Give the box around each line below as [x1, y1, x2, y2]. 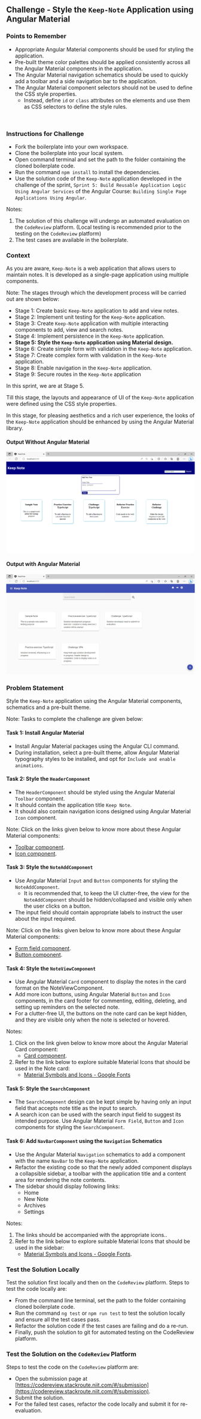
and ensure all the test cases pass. [14, 1315, 100, 1323]
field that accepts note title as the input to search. [14, 1105, 138, 1112]
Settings [23, 1208, 45, 1215]
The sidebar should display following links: [14, 1182, 120, 1190]
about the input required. [14, 915, 77, 923]
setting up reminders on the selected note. [14, 1003, 120, 1011]
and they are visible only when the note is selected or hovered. [14, 1016, 170, 1023]
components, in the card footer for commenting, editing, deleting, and [14, 997, 187, 1005]
